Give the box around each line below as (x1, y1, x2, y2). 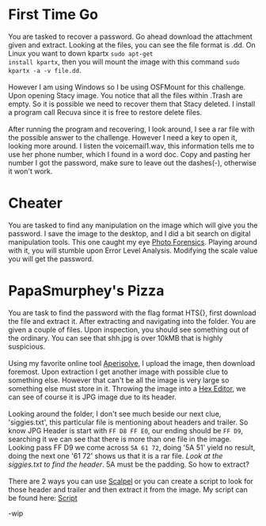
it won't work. (8, 166, 53, 176)
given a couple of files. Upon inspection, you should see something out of (8, 325, 249, 334)
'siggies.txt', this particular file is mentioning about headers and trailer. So (8, 417, 249, 427)
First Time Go (8, 6, 99, 24)
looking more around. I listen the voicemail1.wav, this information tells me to (8, 141, 255, 151)
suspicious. (8, 341, 46, 351)
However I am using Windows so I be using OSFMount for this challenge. (8, 82, 246, 92)
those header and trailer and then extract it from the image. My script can (8, 485, 248, 494)
